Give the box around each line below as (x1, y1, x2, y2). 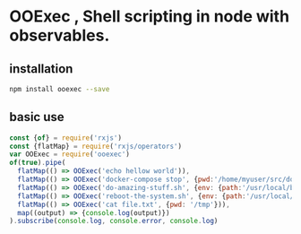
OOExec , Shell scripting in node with (9, 6, 289, 27)
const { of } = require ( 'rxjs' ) (9, 133, 123, 143)
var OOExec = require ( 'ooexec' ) (9, 150, 130, 159)
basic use (9, 109, 64, 125)
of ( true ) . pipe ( (9, 159, 66, 168)
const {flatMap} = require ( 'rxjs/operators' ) (9, 142, 182, 151)
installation (9, 61, 73, 76)
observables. (9, 25, 110, 46)
